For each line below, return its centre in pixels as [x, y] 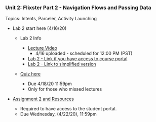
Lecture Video [42, 48]
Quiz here [30, 74]
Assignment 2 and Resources [43, 99]
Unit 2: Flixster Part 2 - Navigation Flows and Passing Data [78, 8]
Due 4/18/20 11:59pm [50, 84]
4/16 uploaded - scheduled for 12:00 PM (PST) [84, 53]
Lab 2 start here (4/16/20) [40, 28]
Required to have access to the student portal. [68, 109]
